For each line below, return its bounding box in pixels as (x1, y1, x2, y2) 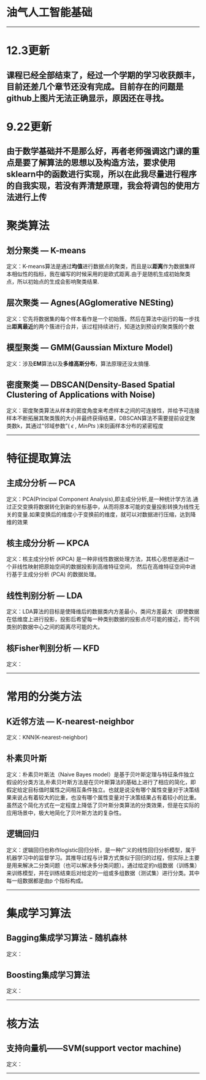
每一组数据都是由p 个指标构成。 (6, 877, 87, 884)
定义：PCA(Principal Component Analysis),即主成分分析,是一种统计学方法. (6, 495, 193, 503)
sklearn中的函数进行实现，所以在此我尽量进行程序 (6, 169, 197, 180)
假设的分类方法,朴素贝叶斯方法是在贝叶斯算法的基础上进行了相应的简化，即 (6, 778, 196, 785)
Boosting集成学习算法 (6, 970, 90, 980)
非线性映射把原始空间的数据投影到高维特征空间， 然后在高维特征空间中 (11, 563, 191, 571)
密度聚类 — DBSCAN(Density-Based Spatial (6, 380, 175, 390)
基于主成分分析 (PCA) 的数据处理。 (11, 571, 100, 578)
